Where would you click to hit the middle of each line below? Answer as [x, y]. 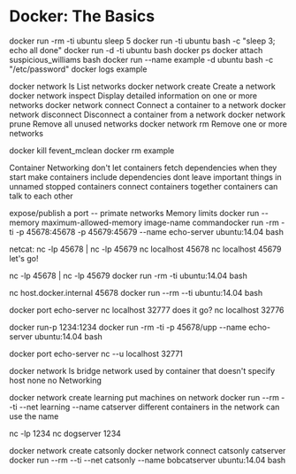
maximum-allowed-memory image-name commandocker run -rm [160, 222]
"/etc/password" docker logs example [78, 69]
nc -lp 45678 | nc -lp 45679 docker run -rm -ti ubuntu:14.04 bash [128, 276]
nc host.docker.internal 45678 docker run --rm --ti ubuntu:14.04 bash [136, 292]
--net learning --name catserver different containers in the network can [149, 407]
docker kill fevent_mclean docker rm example [92, 150]
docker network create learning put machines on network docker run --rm [144, 397]
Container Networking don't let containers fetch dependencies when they [143, 167]
